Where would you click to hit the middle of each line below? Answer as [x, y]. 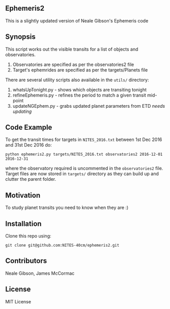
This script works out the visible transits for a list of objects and [72, 49]
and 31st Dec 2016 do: [29, 145]
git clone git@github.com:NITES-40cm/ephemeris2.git [62, 245]
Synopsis [20, 37]
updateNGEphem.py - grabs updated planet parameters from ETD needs [89, 106]
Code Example [29, 127]
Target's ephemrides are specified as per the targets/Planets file [80, 70]
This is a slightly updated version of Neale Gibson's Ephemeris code [77, 20]
